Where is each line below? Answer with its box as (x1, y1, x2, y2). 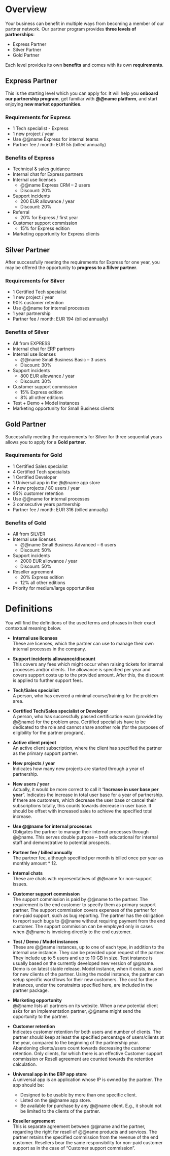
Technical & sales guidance (12, 166, 70, 172)
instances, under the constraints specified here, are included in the (12, 982, 153, 988)
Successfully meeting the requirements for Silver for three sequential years (5, 433, 162, 439)
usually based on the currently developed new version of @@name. (12, 960, 155, 966)
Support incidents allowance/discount (12, 656, 95, 662)
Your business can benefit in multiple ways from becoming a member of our (5, 20, 164, 27)
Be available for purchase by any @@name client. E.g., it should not (20, 1102, 162, 1109)
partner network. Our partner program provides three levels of (5, 25, 137, 32)
